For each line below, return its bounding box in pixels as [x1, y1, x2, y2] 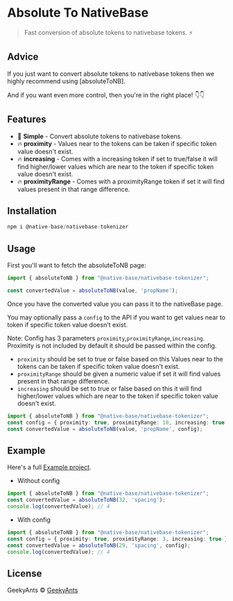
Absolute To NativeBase [7, 5, 149, 21]
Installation [7, 205, 57, 217]
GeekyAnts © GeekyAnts [7, 586, 78, 595]
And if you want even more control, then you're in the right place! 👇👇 [7, 90, 205, 99]
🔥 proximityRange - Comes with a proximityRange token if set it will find [17, 177, 225, 186]
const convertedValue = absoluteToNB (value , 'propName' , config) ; [7, 425, 203, 432]
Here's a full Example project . [7, 463, 92, 472]
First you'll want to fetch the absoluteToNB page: [7, 261, 147, 270]
